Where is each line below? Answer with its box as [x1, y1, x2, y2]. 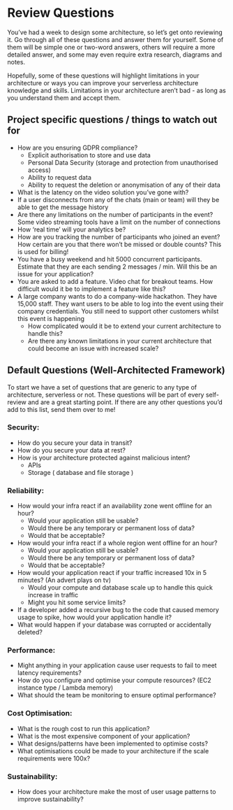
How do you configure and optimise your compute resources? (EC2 [17, 676, 211, 685]
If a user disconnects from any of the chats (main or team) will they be [17, 195, 220, 204]
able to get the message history [17, 203, 109, 211]
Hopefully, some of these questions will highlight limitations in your [7, 71, 200, 80]
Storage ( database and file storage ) [27, 468, 134, 476]
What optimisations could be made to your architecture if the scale [17, 746, 209, 755]
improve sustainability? [17, 795, 84, 804]
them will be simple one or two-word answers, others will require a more [7, 43, 216, 51]
